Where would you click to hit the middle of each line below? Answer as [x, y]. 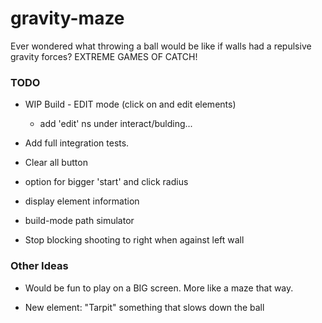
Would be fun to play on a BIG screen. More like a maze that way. [159, 288]
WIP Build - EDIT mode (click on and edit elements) [130, 104]
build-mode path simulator [79, 221]
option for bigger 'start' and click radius [106, 182]
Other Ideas [39, 266]
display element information [82, 201]
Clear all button [56, 163]
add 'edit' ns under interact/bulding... [116, 124]
